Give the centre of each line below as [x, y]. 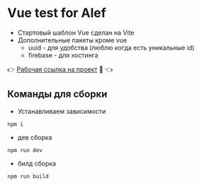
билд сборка [37, 163]
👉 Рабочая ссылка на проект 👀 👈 [60, 69]
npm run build [28, 176]
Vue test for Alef [57, 13]
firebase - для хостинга [63, 55]
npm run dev [25, 150]
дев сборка [35, 137]
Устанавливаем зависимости [62, 111]
